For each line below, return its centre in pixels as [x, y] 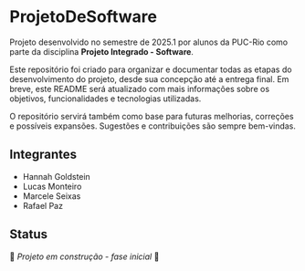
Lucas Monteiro [52, 186]
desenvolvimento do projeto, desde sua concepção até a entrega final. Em [149, 78]
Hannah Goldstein [57, 176]
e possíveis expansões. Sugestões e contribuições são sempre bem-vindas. [153, 126]
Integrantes [43, 155]
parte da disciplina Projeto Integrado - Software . [102, 51]
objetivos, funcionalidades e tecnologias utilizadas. [105, 99]
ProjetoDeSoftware [84, 17]
